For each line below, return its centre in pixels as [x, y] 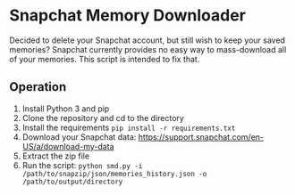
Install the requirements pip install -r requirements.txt [129, 127]
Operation [38, 87]
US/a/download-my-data [68, 146]
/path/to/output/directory [72, 182]
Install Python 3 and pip [66, 109]
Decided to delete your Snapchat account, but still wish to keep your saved [147, 40]
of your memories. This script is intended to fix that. [105, 59]
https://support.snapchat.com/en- [201, 137]
